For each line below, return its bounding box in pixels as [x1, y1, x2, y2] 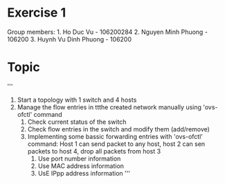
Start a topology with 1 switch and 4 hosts [17, 95, 137, 104]
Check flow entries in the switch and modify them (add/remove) [27, 125, 210, 133]
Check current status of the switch [27, 118, 127, 126]
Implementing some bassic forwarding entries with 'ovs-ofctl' [27, 132, 203, 140]
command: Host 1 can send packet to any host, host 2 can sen [27, 140, 206, 148]
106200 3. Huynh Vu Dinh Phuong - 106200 [7, 35, 132, 43]
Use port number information [37, 154, 121, 163]
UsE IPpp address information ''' [37, 169, 130, 177]
